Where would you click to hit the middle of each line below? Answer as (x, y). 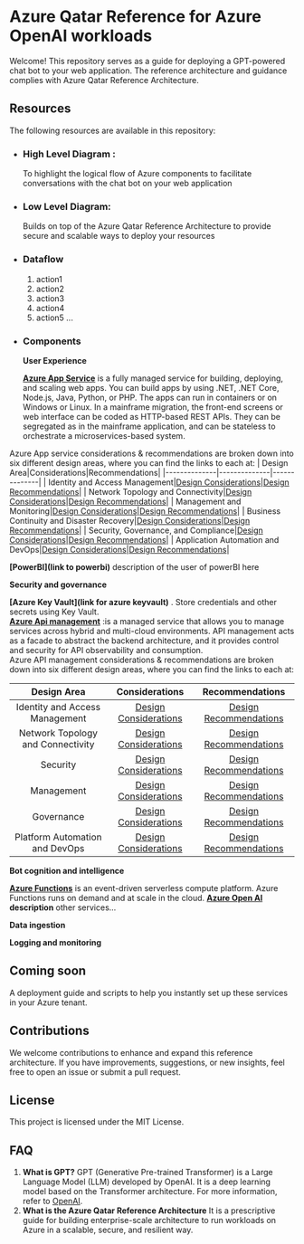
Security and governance (58, 584)
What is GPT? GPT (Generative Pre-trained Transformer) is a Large (147, 1173)
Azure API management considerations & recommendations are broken (142, 660)
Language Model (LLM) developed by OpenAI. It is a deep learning (147, 1182)
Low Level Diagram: (66, 206)
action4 (50, 308)
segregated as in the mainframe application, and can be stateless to (149, 426)
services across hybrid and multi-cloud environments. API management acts (152, 631)
